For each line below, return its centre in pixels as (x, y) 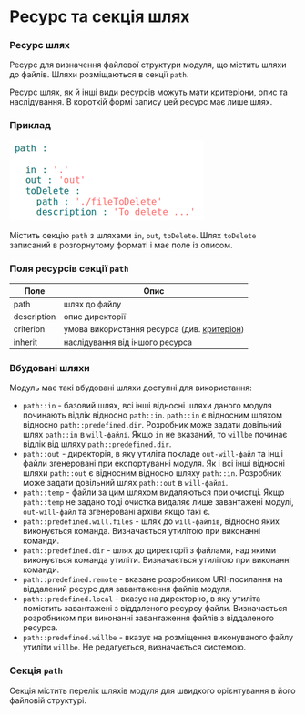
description (35, 317)
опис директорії (94, 317)
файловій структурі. (48, 700)
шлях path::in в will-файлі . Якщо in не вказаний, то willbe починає (155, 435)
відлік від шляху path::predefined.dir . (97, 444)
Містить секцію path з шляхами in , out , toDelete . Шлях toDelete (133, 235)
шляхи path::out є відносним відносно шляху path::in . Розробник (152, 473)
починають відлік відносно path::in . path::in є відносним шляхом (152, 415)
